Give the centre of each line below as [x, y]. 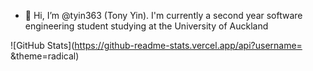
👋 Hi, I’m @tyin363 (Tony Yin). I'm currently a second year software [163, 15]
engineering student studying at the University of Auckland [146, 26]
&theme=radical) [45, 56]
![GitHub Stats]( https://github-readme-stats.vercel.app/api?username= [156, 45]
